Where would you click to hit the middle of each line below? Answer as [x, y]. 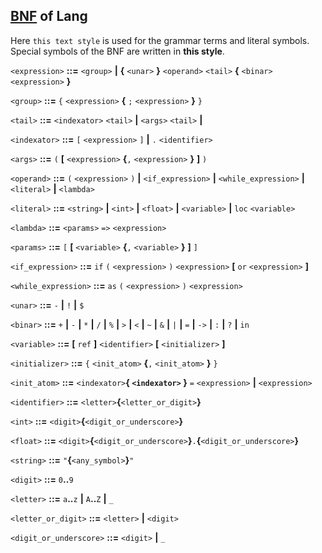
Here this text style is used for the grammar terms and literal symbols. [160, 40]
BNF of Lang [49, 16]
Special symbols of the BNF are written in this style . [117, 51]
